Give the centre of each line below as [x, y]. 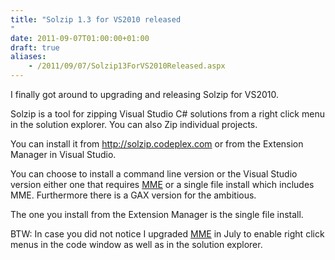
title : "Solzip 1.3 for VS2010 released [96, 19]
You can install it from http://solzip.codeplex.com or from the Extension [157, 144]
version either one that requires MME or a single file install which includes [162, 184]
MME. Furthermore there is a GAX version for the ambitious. [133, 195]
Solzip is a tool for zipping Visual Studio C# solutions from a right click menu [167, 114]
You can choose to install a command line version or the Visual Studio [154, 174]
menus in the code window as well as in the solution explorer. [136, 244]
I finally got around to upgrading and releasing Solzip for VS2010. [144, 94]
